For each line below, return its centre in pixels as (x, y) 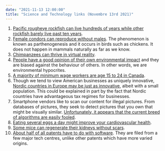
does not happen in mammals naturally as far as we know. (71, 49)
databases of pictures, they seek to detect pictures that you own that (83, 107)
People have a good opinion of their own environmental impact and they (86, 60)
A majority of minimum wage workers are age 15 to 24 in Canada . (79, 75)
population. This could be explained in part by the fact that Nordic (80, 91)
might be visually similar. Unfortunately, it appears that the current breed (86, 112)
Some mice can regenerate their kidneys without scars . (69, 127)
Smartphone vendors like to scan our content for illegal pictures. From (84, 101)
